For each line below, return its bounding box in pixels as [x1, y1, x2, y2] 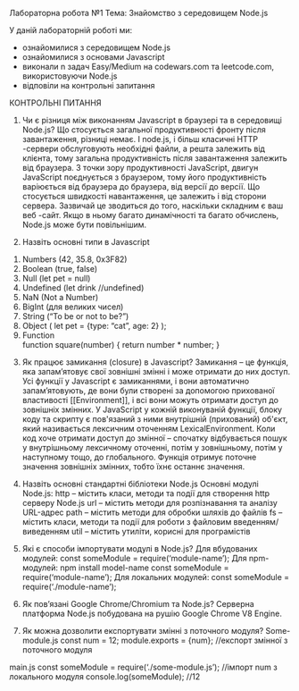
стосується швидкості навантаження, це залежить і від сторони [21, 191, 267, 201]
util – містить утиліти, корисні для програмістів [71, 527, 251, 536]
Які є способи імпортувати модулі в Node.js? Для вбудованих [21, 544, 258, 553]
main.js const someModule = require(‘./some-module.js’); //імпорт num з [9, 662, 278, 672]
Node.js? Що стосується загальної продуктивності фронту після [21, 124, 266, 135]
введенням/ [233, 517, 279, 527]
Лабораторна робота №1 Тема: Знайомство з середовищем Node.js [9, 8, 269, 18]
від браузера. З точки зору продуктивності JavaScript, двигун [21, 163, 259, 173]
